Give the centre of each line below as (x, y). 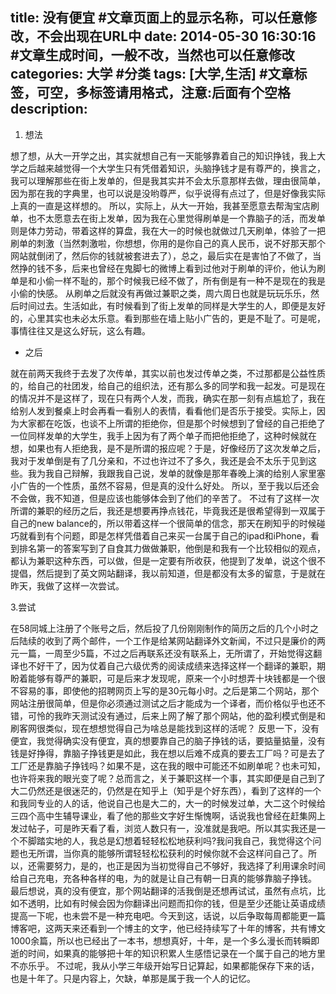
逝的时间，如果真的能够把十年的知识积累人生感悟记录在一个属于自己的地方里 (168, 953)
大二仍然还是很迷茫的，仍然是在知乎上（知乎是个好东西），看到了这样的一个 (166, 790)
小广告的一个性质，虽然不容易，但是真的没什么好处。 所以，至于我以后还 (160, 485)
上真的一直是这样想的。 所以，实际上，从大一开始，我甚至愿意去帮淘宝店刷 (165, 205)
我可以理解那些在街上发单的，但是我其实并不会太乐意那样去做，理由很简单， (168, 180)
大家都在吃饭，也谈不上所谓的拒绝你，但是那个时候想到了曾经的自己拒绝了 (172, 423)
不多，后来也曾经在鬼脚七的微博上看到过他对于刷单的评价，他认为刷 (185, 268)
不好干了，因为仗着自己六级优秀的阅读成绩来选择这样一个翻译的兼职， (172, 665)
